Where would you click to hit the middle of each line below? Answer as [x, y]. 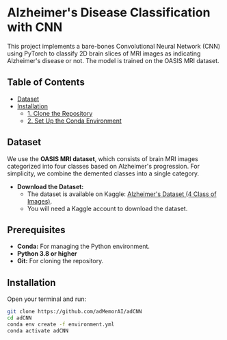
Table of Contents [46, 83]
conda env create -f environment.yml [61, 324]
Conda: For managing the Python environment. [83, 246]
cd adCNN [19, 318]
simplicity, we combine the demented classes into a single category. [103, 173]
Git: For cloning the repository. [60, 261]
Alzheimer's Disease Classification [109, 13]
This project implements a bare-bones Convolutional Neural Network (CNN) [114, 46]
